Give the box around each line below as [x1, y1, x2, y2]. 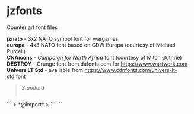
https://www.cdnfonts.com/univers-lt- [84, 66, 177, 73]
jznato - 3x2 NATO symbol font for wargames [7, 35, 119, 42]
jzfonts [7, 4, 42, 18]
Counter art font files [7, 24, 58, 31]
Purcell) [7, 47, 26, 54]
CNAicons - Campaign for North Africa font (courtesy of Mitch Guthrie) [7, 54, 182, 61]
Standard [21, 84, 44, 91]
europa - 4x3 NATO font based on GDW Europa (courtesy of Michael [7, 41, 176, 48]
